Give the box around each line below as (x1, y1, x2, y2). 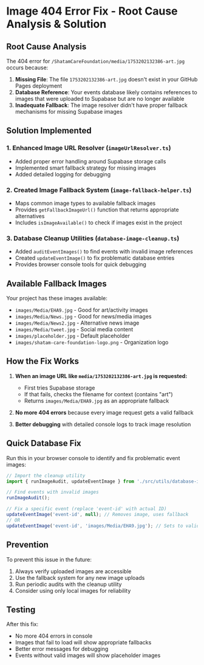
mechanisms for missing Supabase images (15, 108, 123, 115)
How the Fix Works (6, 356, 80, 367)
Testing (6, 604, 36, 615)
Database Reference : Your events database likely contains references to (15, 89, 197, 95)
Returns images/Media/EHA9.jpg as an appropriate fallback (24, 397, 169, 404)
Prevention (6, 540, 49, 550)
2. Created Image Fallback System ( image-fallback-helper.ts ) (6, 185, 192, 194)
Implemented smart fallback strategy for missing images (15, 164, 156, 171)
